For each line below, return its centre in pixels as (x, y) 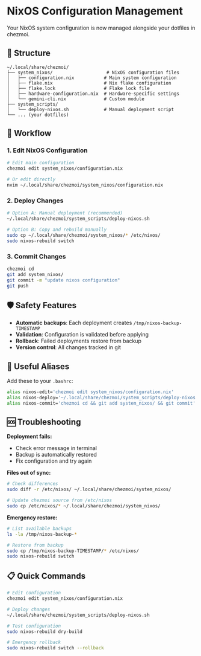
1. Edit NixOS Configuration (47, 150)
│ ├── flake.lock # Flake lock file (78, 88)
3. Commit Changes (36, 256)
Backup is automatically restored (56, 455)
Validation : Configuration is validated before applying (82, 335)
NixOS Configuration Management (95, 11)
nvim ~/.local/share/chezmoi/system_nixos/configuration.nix (85, 185)
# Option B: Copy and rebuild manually (57, 230)
